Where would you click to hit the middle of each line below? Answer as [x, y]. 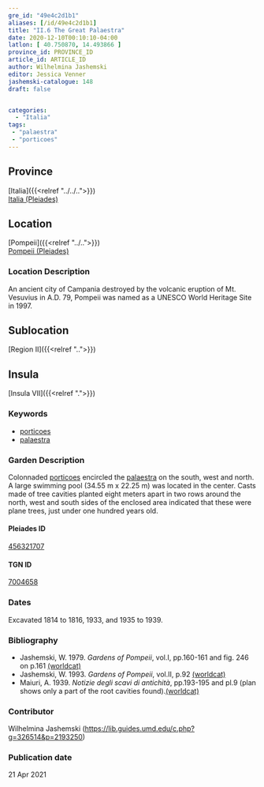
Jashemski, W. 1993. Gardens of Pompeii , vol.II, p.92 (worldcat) [123, 674]
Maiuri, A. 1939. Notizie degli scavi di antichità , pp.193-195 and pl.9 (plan [138, 682]
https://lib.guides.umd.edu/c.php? [140, 729]
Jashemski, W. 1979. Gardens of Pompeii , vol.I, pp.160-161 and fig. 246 [134, 657]
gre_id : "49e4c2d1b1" [44, 15]
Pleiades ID [27, 529]
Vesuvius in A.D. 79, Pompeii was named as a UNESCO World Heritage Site [130, 297]
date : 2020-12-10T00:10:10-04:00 [63, 38]
